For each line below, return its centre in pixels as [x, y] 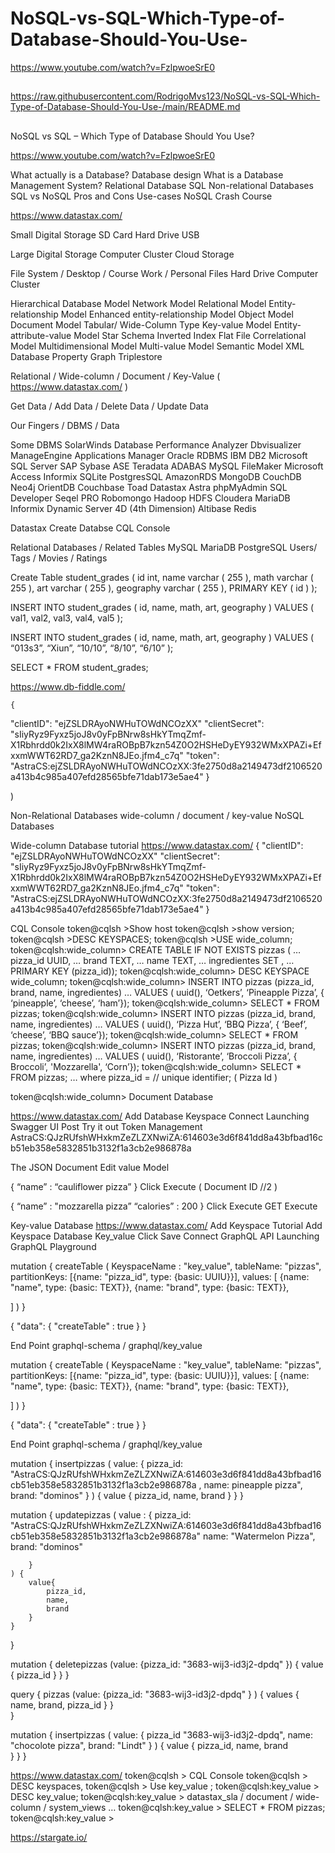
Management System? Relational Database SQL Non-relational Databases [162, 185]
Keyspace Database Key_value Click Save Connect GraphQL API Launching [165, 1236]
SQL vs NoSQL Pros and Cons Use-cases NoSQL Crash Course [141, 196]
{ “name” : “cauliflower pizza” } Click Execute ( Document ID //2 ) [144, 1186]
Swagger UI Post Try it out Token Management [106, 1126]
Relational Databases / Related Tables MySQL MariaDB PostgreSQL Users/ [164, 547]
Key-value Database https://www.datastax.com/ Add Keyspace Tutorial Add [166, 1225]
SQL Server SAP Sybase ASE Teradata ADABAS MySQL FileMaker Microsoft [167, 466]
